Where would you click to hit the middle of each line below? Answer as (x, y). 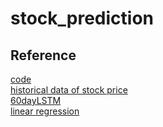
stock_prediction (82, 18)
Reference (43, 55)
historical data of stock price (69, 90)
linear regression (45, 111)
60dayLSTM (36, 100)
